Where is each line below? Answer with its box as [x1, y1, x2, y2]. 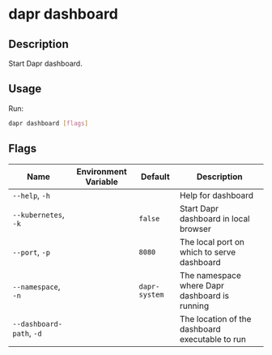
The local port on [179, 236, 244, 247]
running [179, 300, 209, 311]
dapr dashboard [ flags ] [8, 119, 89, 127]
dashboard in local [179, 212, 250, 224]
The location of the [179, 313, 252, 324]
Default [140, 171, 170, 182]
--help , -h [12, 190, 51, 201]
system [138, 289, 164, 299]
